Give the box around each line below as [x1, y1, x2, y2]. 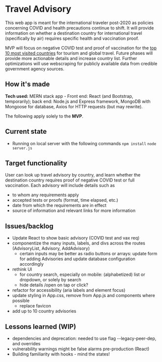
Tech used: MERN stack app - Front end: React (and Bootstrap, [5, 93, 134, 99]
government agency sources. [5, 65, 65, 72]
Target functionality [5, 159, 67, 167]
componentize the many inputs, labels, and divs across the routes [12, 240, 146, 246]
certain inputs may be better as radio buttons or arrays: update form [19, 251, 158, 257]
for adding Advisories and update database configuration [19, 256, 136, 262]
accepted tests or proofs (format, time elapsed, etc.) [12, 197, 119, 203]
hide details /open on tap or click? [19, 282, 88, 288]
